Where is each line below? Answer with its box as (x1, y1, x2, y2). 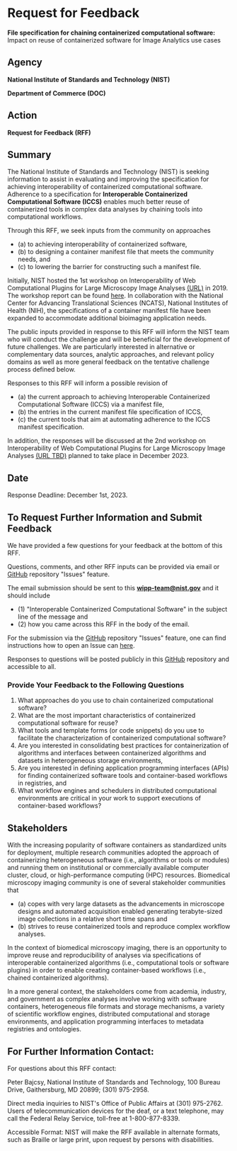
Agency (7, 57, 42, 69)
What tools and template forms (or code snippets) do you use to (17, 726, 204, 735)
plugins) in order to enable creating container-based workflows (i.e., (7, 966, 207, 975)
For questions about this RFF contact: (7, 1064, 117, 1072)
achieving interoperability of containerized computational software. (7, 183, 203, 191)
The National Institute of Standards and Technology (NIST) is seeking (7, 168, 209, 176)
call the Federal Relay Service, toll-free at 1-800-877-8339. (7, 1113, 180, 1123)
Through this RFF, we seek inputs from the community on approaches (7, 227, 211, 235)
